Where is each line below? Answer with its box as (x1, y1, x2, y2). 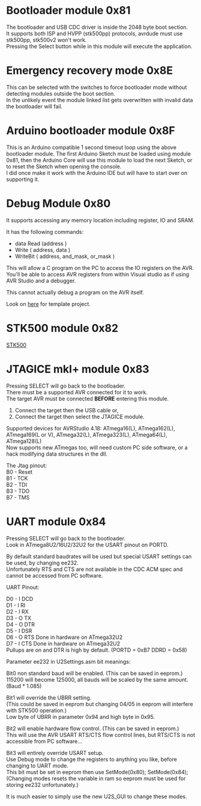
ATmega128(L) (6, 437, 42, 445)
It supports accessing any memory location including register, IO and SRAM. (6, 216, 195, 224)
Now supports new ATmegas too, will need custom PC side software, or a (6, 444, 188, 451)
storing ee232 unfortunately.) (6, 781, 79, 788)
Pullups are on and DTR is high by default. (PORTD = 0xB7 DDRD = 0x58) (6, 646, 187, 653)
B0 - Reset (6, 468, 33, 475)
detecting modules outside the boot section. (6, 90, 116, 97)
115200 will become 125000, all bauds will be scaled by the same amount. (6, 676, 188, 683)
